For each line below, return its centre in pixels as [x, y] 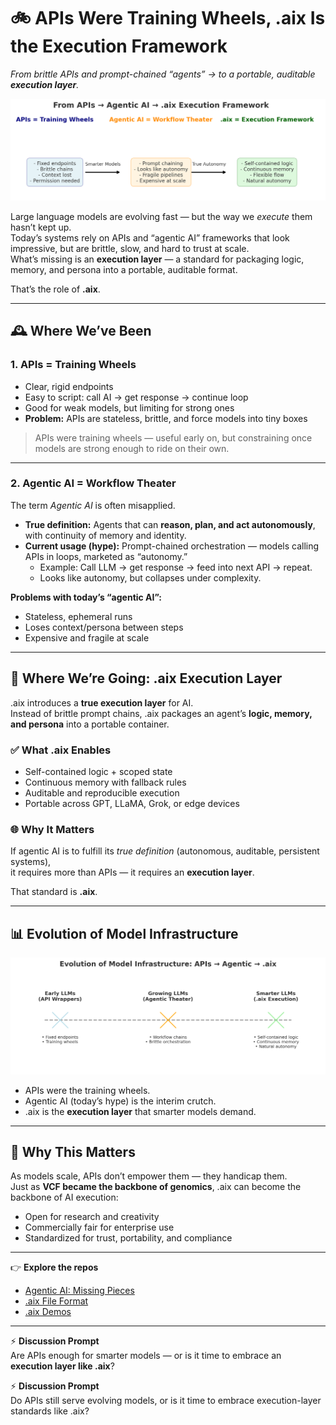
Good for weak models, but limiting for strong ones [129, 407]
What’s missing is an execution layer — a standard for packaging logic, [157, 259]
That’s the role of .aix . [55, 289]
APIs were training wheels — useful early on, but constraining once [173, 437]
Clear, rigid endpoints [69, 386]
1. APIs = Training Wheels [73, 365]
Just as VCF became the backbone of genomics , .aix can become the [156, 1187]
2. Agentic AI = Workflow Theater [93, 483]
